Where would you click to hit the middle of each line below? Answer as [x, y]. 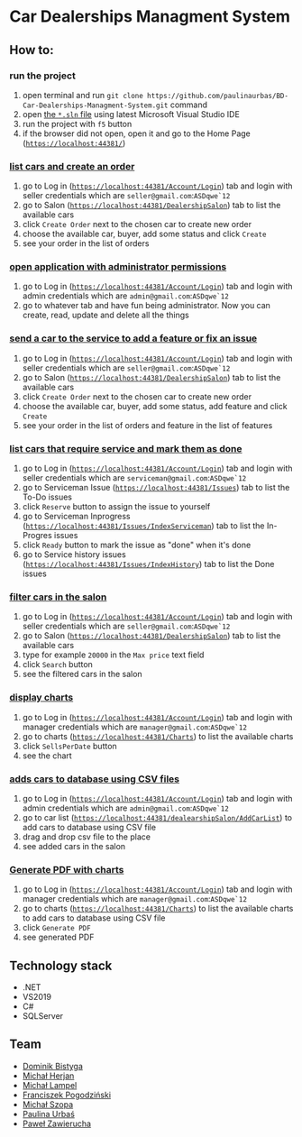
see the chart [47, 756]
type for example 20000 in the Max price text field [113, 655]
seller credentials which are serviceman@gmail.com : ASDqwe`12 [134, 478]
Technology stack [61, 965]
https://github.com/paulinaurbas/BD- [218, 96]
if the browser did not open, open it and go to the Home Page [136, 133]
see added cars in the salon [74, 846]
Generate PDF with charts [67, 869]
